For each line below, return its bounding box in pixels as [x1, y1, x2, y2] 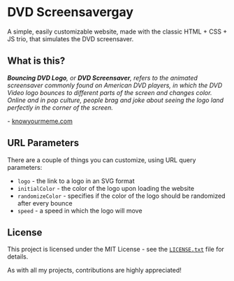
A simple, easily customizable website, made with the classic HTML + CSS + [7, 27, 228, 36]
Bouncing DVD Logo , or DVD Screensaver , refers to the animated [7, 73, 198, 82]
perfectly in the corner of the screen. [7, 103, 114, 112]
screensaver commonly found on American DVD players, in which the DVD [7, 81, 223, 89]
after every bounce [17, 199, 73, 207]
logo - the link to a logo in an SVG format [17, 176, 135, 185]
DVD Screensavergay [7, 4, 134, 20]
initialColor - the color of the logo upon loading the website [17, 184, 194, 192]
